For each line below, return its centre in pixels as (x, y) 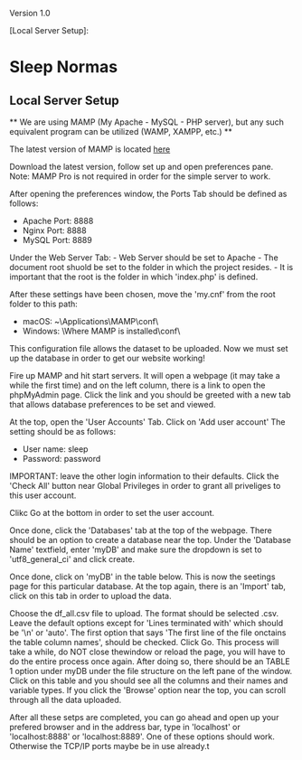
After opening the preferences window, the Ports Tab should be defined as (148, 194)
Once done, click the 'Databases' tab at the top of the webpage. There (141, 530)
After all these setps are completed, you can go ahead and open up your (144, 717)
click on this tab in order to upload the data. (90, 596)
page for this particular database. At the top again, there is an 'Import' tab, (148, 586)
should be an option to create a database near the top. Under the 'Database (151, 540)
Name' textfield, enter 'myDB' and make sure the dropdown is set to (136, 549)
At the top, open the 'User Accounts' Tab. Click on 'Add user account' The (147, 422)
